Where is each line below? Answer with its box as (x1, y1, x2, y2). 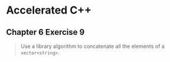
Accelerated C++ (6, 4, 92, 17)
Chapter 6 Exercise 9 (6, 27, 85, 37)
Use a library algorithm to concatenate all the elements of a (20, 43, 165, 50)
